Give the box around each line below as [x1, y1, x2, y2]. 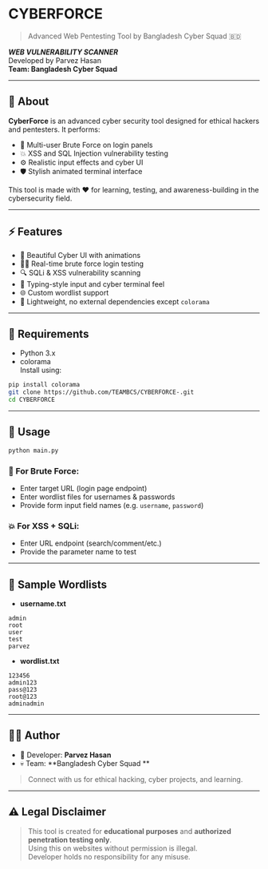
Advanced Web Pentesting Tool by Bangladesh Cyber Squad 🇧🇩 [27, 31, 242, 41]
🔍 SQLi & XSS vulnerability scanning [19, 268, 141, 277]
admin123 [8, 679, 37, 687]
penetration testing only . [27, 835, 112, 844]
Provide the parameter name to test [19, 547, 137, 557]
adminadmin [8, 700, 45, 708]
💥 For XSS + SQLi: [8, 520, 80, 531]
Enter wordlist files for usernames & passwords [19, 492, 175, 502]
